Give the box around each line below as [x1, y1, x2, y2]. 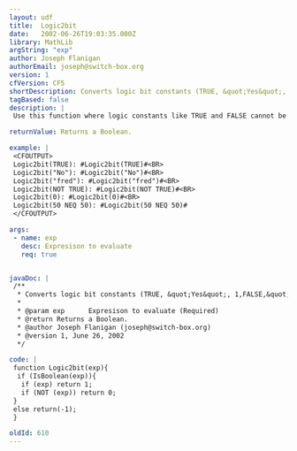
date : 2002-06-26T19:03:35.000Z [9, 29, 137, 38]
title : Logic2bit [9, 21, 77, 30]
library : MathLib [9, 37, 73, 47]
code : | [9, 355, 38, 364]
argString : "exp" [9, 46, 73, 55]
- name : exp [12, 233, 57, 242]
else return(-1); [12, 404, 77, 414]
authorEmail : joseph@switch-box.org [9, 63, 144, 72]
